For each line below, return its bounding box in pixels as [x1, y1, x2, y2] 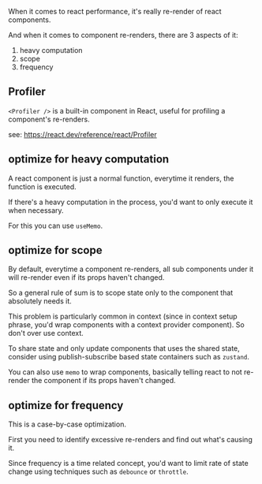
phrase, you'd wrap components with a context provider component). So [8, 320, 245, 329]
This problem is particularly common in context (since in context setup [8, 311, 238, 322]
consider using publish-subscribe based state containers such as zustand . [8, 352, 250, 362]
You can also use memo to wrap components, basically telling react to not [8, 367, 242, 377]
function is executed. [8, 181, 77, 192]
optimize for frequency [8, 398, 124, 412]
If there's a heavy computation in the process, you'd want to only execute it [8, 197, 253, 207]
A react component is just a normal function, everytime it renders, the [8, 173, 234, 183]
